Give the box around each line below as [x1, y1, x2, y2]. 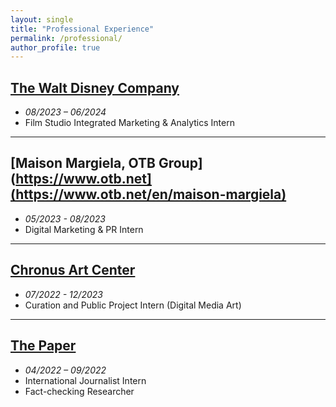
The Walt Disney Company [10, 79, 180, 96]
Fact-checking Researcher [24, 385, 135, 397]
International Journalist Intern [24, 374, 147, 386]
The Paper [10, 337, 77, 355]
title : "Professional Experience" [10, 24, 155, 34]
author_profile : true [10, 42, 101, 53]
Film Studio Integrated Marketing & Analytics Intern [24, 117, 235, 129]
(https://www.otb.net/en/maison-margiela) [10, 186, 287, 203]
